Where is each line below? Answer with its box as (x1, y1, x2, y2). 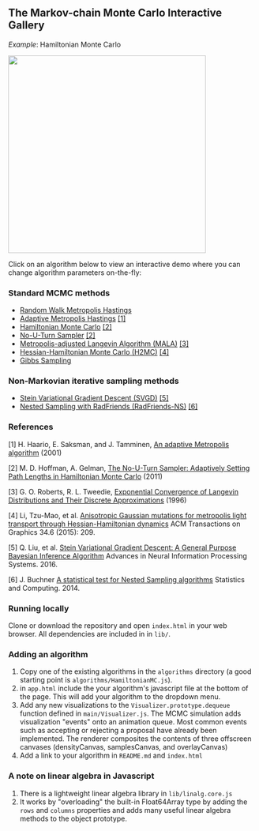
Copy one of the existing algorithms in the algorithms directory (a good (19, 667, 252, 676)
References (8, 422, 54, 433)
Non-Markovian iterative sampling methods (8, 375, 179, 386)
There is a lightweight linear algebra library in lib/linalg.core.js (19, 788, 233, 798)
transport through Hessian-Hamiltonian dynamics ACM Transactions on (8, 519, 241, 528)
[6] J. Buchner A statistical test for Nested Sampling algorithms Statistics (8, 574, 245, 584)
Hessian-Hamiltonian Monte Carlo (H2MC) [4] (19, 348, 170, 357)
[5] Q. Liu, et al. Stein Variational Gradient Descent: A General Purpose (8, 543, 237, 552)
